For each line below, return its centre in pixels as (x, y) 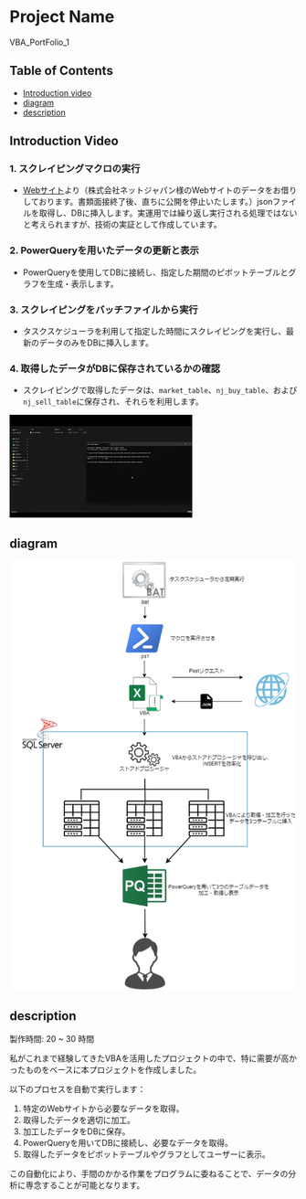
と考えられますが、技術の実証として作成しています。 (122, 225)
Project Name (62, 17)
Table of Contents (62, 71)
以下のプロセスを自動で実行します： (78, 1089)
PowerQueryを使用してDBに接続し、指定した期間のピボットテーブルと (155, 272)
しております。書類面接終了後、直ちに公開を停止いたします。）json (148, 202)
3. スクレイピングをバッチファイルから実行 (104, 310)
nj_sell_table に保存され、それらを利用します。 (113, 402)
